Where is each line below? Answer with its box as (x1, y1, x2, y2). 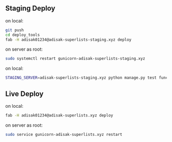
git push (5, 28, 24, 33)
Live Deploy (5, 89, 44, 98)
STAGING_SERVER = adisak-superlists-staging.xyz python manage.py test (5, 75, 157, 81)
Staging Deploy (5, 4, 55, 13)
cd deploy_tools (5, 32, 40, 37)
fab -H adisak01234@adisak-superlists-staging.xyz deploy (5, 37, 132, 42)
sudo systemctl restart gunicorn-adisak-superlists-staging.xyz (5, 56, 145, 61)
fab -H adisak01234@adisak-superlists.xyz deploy (5, 113, 114, 118)
